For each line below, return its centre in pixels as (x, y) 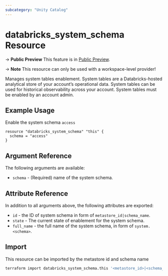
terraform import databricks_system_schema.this (57, 268)
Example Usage (30, 110)
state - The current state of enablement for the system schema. (78, 221)
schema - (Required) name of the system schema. (63, 178)
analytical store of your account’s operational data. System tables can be (80, 84)
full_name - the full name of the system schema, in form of (73, 226)
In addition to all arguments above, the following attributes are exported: (79, 205)
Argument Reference (38, 156)
